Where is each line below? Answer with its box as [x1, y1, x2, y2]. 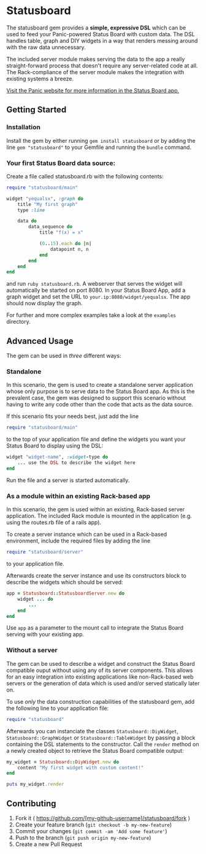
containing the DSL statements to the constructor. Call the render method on [6, 740, 199, 748]
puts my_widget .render [6, 781, 64, 788]
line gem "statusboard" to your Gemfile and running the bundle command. [6, 143, 192, 151]
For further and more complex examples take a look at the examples [6, 311, 177, 319]
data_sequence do [28, 224, 72, 230]
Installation [6, 123, 41, 132]
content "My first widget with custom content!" [17, 764, 144, 771]
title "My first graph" [17, 201, 78, 207]
